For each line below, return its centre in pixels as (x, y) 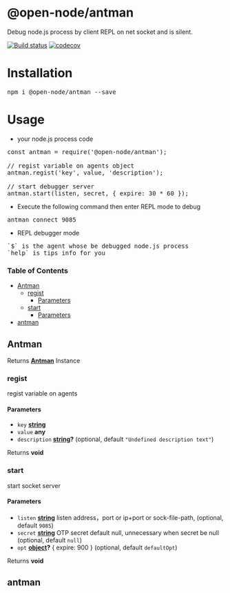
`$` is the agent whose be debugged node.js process (98, 246)
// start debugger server (51, 186)
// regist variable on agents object (71, 166)
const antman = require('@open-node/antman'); (87, 152)
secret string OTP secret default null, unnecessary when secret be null (118, 532)
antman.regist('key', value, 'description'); (85, 173)
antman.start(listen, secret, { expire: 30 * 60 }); (98, 193)
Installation (40, 73)
